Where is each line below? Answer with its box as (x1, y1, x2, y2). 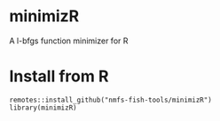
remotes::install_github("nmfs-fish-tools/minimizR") (9, 95, 213, 104)
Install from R (9, 66, 109, 87)
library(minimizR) (9, 103, 77, 112)
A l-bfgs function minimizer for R (9, 35, 129, 46)
